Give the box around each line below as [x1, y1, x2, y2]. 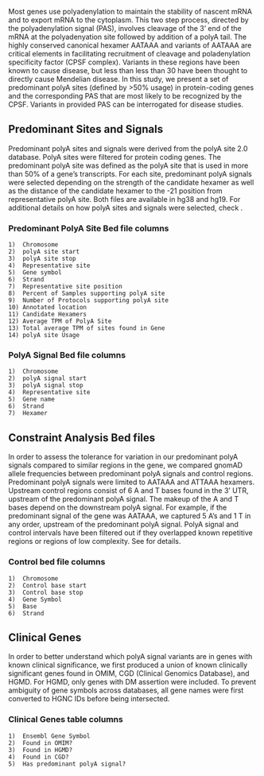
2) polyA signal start [8, 374, 87, 382]
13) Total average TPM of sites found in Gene [8, 324, 165, 332]
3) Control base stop [8, 588, 83, 596]
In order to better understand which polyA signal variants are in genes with [8, 652, 253, 662]
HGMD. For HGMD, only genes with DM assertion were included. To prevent [8, 677, 257, 687]
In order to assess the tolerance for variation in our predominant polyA [8, 452, 239, 462]
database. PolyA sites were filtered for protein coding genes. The [8, 152, 221, 161]
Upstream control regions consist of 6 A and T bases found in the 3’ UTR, [8, 486, 249, 495]
